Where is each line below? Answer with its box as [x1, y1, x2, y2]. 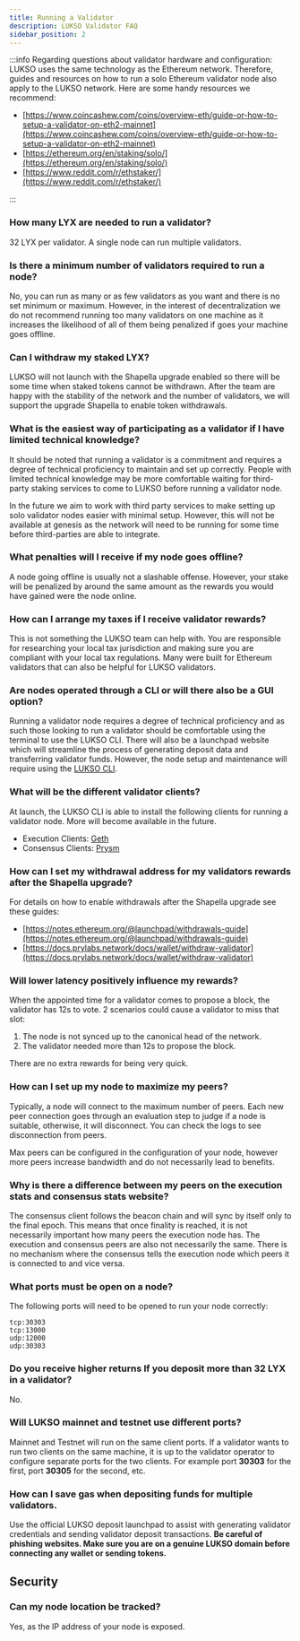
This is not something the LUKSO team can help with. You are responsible [9, 633, 282, 644]
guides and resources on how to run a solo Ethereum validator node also [9, 74, 278, 84]
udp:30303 [9, 1341, 47, 1350]
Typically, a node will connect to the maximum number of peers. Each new [9, 1100, 284, 1112]
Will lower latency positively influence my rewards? [9, 974, 239, 986]
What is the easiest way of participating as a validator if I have [9, 422, 285, 435]
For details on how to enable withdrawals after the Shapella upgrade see [9, 897, 277, 907]
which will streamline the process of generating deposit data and [9, 744, 249, 755]
